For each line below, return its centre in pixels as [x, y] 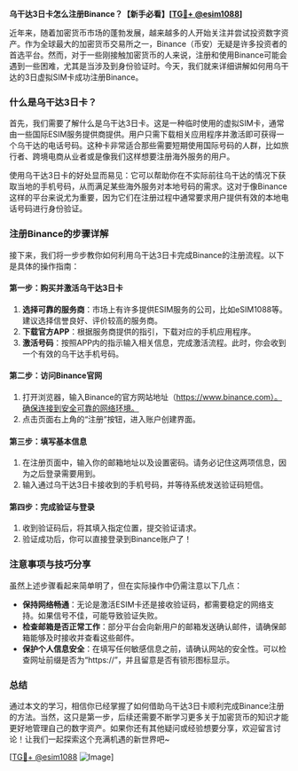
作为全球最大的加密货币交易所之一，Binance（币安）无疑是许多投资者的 [156, 44]
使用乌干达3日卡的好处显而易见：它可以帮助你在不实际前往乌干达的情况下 [144, 176]
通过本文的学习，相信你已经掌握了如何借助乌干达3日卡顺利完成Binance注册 [147, 706]
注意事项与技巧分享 [50, 564]
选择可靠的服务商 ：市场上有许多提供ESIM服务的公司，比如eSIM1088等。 [154, 309]
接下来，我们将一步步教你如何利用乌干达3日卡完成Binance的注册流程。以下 [147, 255]
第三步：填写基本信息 [48, 441]
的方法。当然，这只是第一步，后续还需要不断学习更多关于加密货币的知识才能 [149, 717]
